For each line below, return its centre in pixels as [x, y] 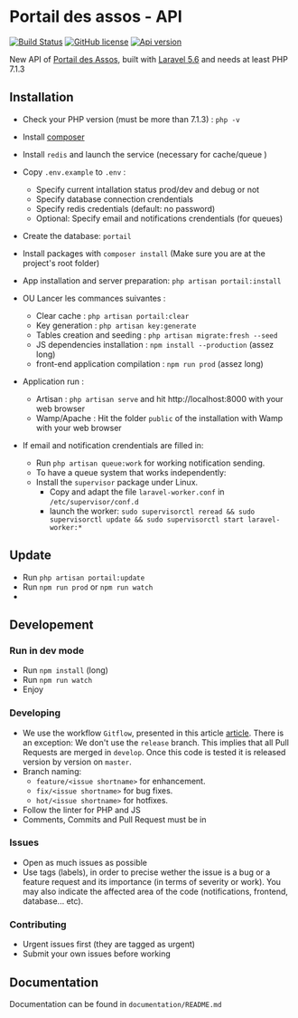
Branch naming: [52, 771]
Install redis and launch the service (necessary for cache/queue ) [145, 154]
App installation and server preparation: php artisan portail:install [152, 280]
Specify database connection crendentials [115, 199]
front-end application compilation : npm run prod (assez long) [149, 363]
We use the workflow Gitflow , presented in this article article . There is [153, 733]
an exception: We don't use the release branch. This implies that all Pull [155, 742]
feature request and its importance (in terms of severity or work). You [152, 881]
